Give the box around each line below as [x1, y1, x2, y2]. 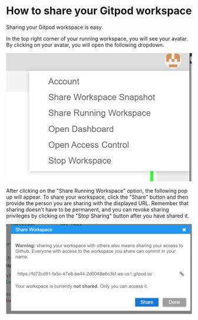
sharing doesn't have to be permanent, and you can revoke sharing [6, 206, 169, 213]
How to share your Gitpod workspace [6, 4, 192, 18]
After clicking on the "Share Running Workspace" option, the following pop [6, 187, 188, 194]
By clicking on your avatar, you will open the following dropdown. [6, 41, 164, 48]
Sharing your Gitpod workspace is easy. [6, 24, 103, 31]
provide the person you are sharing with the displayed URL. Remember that [6, 200, 189, 207]
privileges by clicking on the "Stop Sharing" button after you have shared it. [6, 212, 190, 219]
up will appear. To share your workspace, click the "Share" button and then [6, 193, 189, 201]
